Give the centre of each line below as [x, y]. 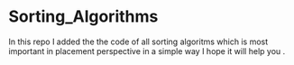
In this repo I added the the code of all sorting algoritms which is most [138, 42]
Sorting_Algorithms [83, 17]
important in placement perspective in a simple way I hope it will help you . [147, 51]
